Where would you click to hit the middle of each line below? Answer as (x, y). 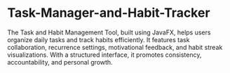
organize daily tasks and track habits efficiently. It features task (99, 39)
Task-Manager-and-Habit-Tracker (109, 13)
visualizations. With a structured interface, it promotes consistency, (104, 55)
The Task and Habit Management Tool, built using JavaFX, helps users (109, 32)
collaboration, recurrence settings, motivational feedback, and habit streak (115, 47)
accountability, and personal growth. (60, 62)
